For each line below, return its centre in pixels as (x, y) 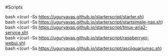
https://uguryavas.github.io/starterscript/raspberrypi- (94, 38)
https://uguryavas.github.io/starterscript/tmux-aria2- (93, 27)
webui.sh (15, 43)
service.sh (16, 32)
